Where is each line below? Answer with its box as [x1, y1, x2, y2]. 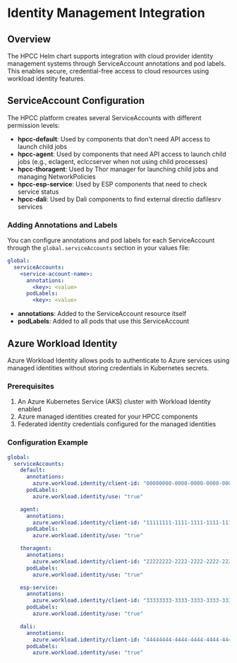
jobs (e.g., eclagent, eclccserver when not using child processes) [17, 157, 208, 165]
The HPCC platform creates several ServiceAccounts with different [7, 113, 202, 122]
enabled [17, 405, 42, 413]
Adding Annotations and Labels [7, 220, 118, 230]
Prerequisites [7, 381, 54, 391]
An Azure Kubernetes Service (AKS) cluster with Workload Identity [17, 397, 212, 406]
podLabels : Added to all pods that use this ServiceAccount [17, 317, 189, 326]
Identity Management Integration [7, 5, 206, 21]
